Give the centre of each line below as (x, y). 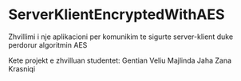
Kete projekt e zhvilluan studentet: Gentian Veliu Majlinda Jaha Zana (120, 60)
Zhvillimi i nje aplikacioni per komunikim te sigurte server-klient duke (121, 37)
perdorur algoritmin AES (48, 44)
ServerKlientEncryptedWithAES (117, 15)
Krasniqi (22, 68)
